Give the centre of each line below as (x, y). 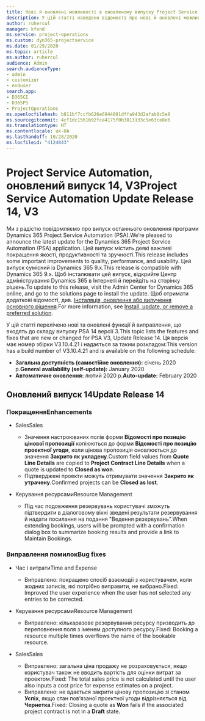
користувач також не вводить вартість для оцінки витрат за (103, 672)
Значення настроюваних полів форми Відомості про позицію (105, 437)
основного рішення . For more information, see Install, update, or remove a (100, 306)
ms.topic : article (30, 52)
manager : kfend (26, 29)
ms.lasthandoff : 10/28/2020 (42, 137)
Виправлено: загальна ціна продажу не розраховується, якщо (106, 665)
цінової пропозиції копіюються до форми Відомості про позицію (110, 444)
